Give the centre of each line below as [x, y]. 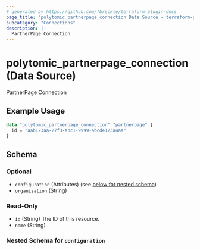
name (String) [30, 225]
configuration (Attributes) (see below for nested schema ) [85, 185]
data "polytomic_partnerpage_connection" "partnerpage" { [79, 125]
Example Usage [36, 111]
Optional [19, 171]
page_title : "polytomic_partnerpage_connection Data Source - [85, 17]
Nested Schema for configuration [56, 240]
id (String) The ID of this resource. [57, 219]
